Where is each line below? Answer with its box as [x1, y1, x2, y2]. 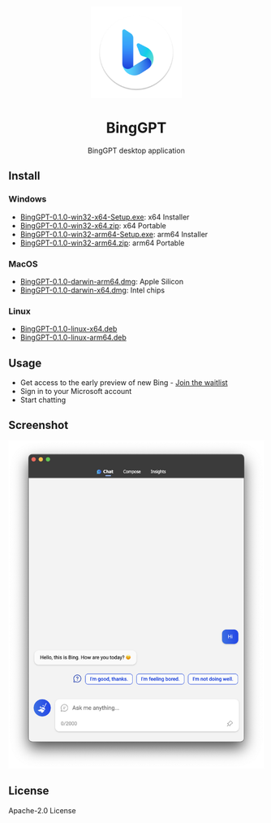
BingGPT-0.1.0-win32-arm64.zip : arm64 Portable [19, 238, 185, 248]
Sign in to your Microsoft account [19, 387, 132, 396]
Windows [8, 193, 47, 205]
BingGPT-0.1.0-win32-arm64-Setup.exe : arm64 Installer [19, 229, 209, 239]
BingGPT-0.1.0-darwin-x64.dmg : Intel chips [19, 285, 165, 295]
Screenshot [8, 418, 69, 432]
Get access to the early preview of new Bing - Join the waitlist [19, 378, 229, 388]
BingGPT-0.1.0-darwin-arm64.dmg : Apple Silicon [19, 276, 184, 286]
